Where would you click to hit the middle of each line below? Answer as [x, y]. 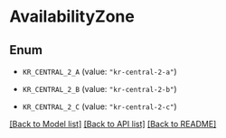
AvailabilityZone [72, 17]
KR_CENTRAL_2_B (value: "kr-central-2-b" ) [100, 89]
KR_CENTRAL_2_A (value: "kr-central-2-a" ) [100, 71]
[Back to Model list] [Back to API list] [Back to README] [113, 124]
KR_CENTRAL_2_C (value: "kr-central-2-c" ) [100, 106]
